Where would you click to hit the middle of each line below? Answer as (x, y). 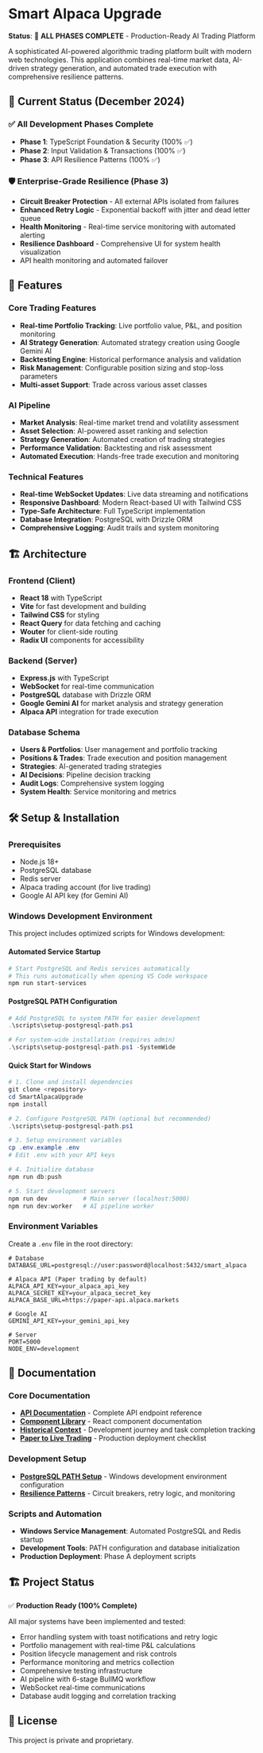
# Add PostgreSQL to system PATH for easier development (104, 1018)
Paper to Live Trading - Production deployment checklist (113, 1438)
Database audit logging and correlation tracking (98, 1696)
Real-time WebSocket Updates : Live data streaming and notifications (134, 494)
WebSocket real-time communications (82, 1687)
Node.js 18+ (39, 862)
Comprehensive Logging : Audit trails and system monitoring (119, 528)
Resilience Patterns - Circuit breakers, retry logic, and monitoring (128, 1493)
